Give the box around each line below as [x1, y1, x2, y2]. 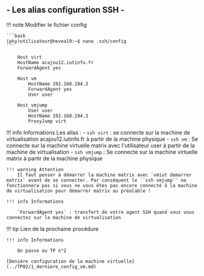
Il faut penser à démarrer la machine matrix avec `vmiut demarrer [17, 172, 192, 178]
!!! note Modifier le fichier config [6, 21, 87, 28]
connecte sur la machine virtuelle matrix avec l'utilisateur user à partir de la [6, 141, 195, 149]
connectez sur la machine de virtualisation [6, 214, 121, 221]
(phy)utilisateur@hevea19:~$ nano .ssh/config [6, 38, 127, 44]
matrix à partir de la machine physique [6, 155, 103, 162]
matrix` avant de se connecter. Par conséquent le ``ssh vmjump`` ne [6, 177, 187, 183]
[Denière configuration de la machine [6, 258, 105, 264]
